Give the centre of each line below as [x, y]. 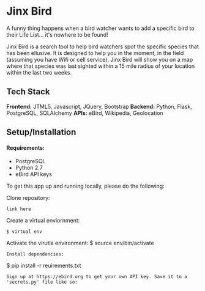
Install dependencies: [35, 254]
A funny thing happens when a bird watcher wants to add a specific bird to [100, 28]
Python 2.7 [29, 168]
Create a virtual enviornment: [43, 221]
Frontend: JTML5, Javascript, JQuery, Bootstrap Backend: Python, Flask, [99, 106]
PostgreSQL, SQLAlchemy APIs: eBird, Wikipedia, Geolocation [85, 113]
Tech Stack [28, 92]
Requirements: [25, 147]
